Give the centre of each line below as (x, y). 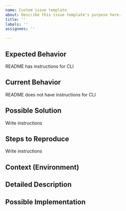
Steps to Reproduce (37, 139)
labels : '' (17, 24)
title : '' (16, 19)
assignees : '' (20, 29)
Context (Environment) (42, 167)
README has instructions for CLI (40, 66)
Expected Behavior (36, 54)
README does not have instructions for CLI (51, 94)
